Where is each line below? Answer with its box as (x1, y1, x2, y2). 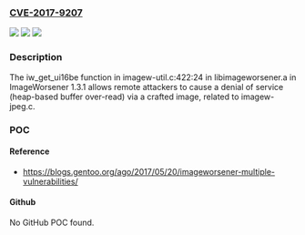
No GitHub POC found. (9, 217, 95, 228)
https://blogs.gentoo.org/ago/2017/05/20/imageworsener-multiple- (22, 166, 276, 177)
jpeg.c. (9, 100, 36, 111)
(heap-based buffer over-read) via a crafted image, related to (9, 91, 239, 102)
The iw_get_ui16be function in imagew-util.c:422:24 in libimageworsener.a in (9, 71, 297, 83)
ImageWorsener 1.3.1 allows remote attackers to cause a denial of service (9, 81, 284, 92)
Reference (9, 146, 50, 157)
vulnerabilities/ (22, 176, 79, 187)
